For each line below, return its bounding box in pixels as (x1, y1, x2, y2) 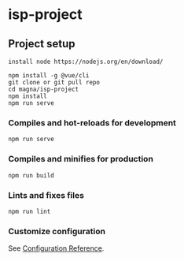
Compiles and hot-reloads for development (8, 117, 177, 128)
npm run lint (8, 207, 51, 215)
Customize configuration (8, 226, 106, 237)
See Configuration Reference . (8, 244, 105, 253)
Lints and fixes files (8, 189, 85, 200)
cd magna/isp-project (8, 85, 79, 93)
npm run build (8, 171, 55, 179)
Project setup (8, 37, 76, 50)
